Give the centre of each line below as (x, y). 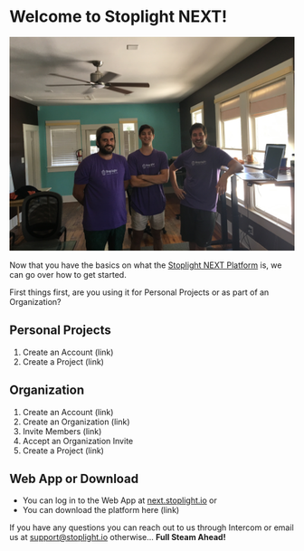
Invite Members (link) (62, 431)
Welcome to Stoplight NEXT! (119, 17)
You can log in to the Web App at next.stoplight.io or (119, 500)
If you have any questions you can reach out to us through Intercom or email (152, 527)
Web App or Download (74, 478)
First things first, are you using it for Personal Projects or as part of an (139, 292)
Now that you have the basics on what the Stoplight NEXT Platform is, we (146, 265)
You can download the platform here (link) (101, 510)
